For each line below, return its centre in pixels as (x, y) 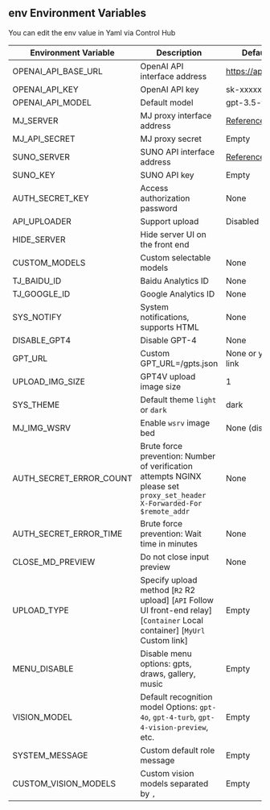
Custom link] (164, 640)
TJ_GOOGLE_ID (41, 293)
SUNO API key (167, 175)
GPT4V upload (168, 376)
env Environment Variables (78, 13)
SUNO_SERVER (41, 156)
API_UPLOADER (42, 221)
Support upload (170, 221)
